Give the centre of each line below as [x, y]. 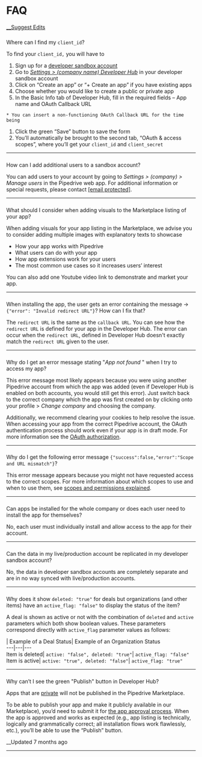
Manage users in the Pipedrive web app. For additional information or [92, 183]
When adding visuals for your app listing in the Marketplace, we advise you [99, 228]
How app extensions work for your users [65, 259]
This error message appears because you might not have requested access [100, 475]
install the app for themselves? [44, 515]
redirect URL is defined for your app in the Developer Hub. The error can [97, 328]
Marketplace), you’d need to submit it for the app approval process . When [98, 711]
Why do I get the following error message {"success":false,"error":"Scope [100, 457]
